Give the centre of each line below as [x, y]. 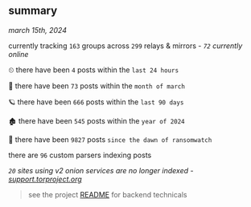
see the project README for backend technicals [107, 194]
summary [33, 11]
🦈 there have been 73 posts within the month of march [97, 86]
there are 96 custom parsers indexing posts [80, 155]
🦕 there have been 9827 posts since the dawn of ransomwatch [110, 139]
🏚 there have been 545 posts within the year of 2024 [97, 120]
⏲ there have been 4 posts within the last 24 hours [94, 70]
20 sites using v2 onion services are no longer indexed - [101, 170]
